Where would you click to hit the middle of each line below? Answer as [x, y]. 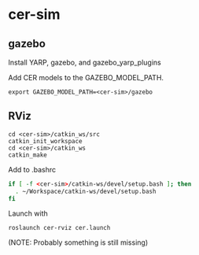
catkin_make [28, 155]
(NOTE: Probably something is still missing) [78, 242]
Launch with [28, 213]
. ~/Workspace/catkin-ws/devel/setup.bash [86, 191]
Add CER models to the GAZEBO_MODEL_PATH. [86, 78]
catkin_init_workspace [45, 141]
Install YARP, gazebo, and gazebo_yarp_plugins [85, 62]
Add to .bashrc [32, 169]
